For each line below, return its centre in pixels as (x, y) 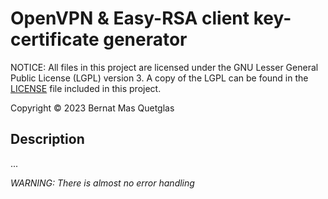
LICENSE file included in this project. (86, 88)
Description (47, 139)
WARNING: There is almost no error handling (102, 183)
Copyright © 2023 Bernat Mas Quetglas (92, 108)
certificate (55, 39)
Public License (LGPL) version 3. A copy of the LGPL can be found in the (159, 78)
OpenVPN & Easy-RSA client (130, 18)
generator (145, 39)
